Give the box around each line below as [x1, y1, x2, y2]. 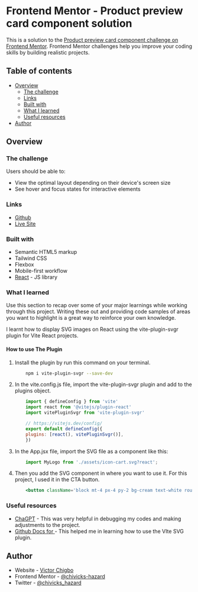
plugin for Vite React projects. [6, 332, 79, 339]
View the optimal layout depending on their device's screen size [14, 179, 171, 186]
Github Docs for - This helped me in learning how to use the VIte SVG [14, 527, 184, 535]
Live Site [14, 220, 36, 227]
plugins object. [14, 387, 51, 394]
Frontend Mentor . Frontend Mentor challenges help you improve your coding [6, 43, 193, 50]
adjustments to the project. [14, 521, 81, 528]
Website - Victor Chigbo [14, 567, 74, 574]
